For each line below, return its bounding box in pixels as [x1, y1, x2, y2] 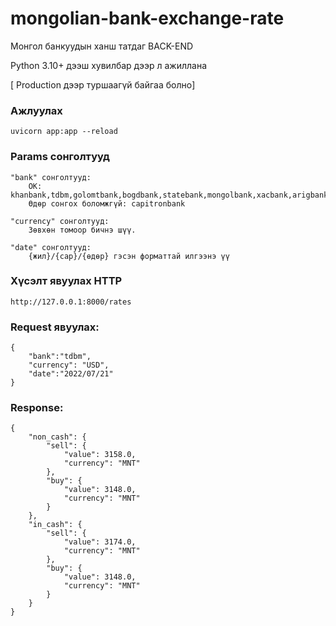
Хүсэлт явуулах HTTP [10, 274, 123, 288]
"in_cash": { [28, 520, 83, 530]
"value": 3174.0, [63, 537, 137, 547]
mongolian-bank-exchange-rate [10, 7, 285, 30]
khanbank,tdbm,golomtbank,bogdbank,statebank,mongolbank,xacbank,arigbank [10, 190, 329, 200]
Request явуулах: [10, 320, 100, 334]
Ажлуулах [10, 103, 63, 117]
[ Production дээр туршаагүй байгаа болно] [10, 78, 196, 91]
